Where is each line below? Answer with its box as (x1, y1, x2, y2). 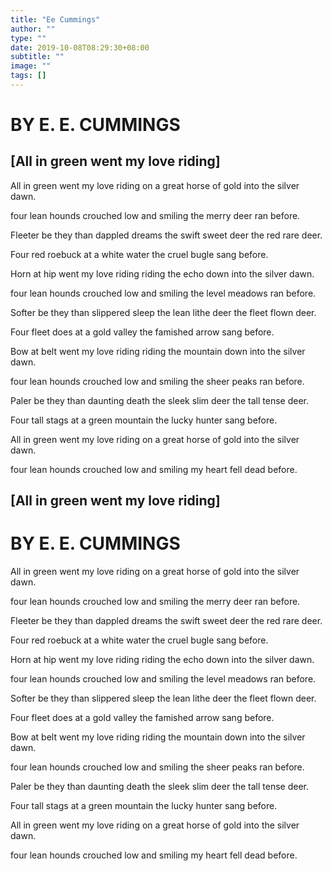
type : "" (10, 33, 47, 43)
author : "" (10, 24, 56, 34)
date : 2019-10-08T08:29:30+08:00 (10, 42, 150, 53)
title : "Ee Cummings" (10, 14, 101, 25)
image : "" (10, 61, 52, 71)
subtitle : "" (10, 52, 65, 62)
